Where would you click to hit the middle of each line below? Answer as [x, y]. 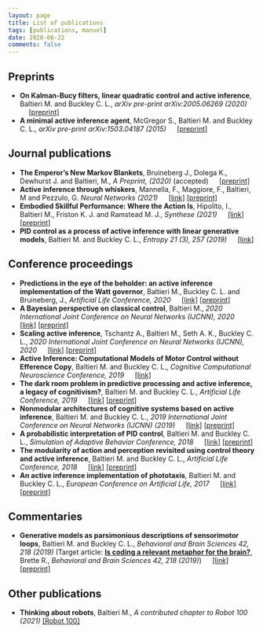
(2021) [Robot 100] [49, 621]
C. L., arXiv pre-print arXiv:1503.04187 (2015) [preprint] [113, 129]
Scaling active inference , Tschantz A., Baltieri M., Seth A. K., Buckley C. [136, 333]
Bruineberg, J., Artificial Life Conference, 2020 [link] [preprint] [125, 300]
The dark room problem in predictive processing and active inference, [136, 383]
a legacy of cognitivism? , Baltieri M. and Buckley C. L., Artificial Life [130, 392]
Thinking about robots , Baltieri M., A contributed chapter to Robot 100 [133, 613]
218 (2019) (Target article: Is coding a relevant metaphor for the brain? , [136, 552]
